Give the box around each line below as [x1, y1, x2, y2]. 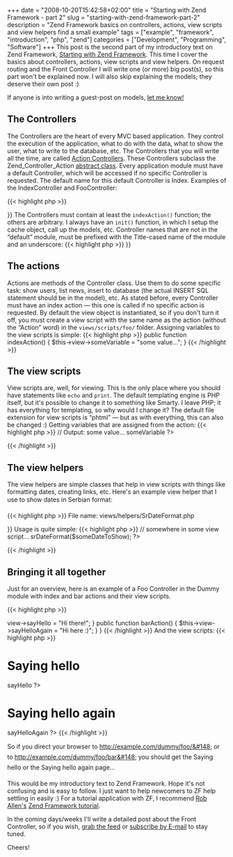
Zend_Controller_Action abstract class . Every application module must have [7, 161, 224, 170]
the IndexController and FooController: [7, 184, 118, 192]
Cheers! [7, 843, 30, 851]
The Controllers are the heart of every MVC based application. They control [7, 131, 224, 140]
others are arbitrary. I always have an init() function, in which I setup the [7, 218, 219, 226]
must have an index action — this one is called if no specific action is [7, 301, 205, 309]
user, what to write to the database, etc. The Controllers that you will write [7, 146, 219, 155]
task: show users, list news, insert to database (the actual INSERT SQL [7, 286, 209, 294]
